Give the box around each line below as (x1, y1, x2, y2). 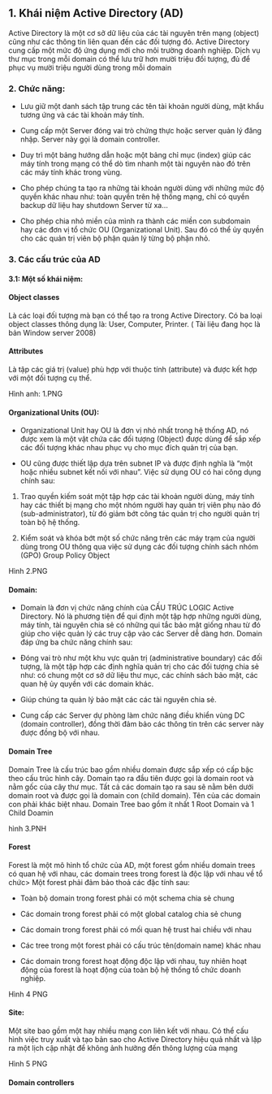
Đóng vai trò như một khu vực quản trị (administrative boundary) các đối (19, 653, 262, 663)
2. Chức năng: (8, 83, 66, 94)
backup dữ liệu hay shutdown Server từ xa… (19, 201, 169, 211)
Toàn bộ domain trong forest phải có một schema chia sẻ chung (19, 893, 235, 903)
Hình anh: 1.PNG (8, 389, 63, 399)
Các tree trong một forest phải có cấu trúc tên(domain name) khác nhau (19, 940, 261, 950)
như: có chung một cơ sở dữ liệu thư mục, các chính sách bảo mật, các (19, 671, 258, 680)
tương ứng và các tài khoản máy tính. (19, 110, 145, 120)
